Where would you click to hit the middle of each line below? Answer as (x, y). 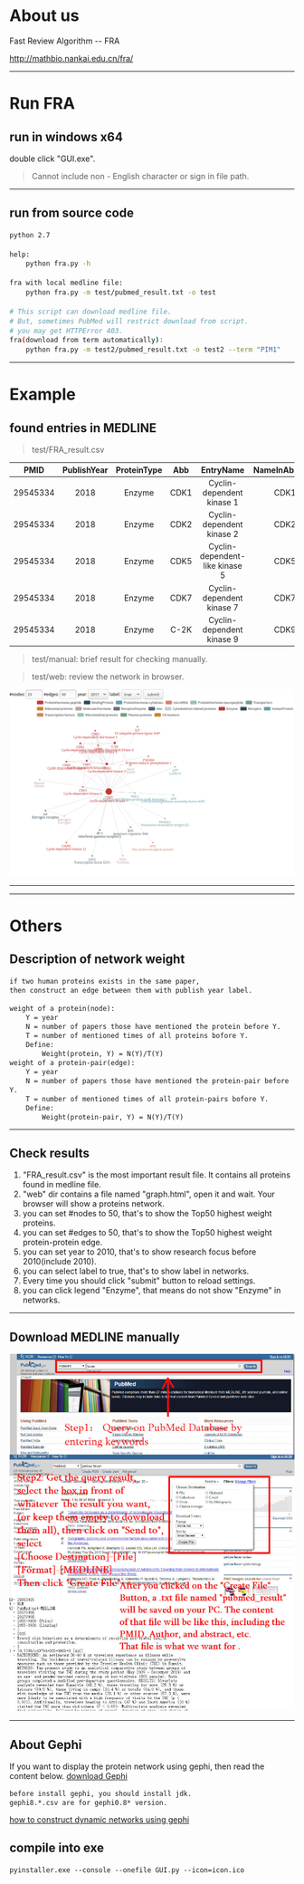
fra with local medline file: (66, 283)
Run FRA (42, 104)
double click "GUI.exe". (52, 159)
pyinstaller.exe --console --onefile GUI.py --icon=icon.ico (127, 1870)
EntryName (223, 470)
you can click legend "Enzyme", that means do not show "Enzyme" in (152, 1291)
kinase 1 (223, 502)
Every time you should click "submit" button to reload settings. (139, 1281)
